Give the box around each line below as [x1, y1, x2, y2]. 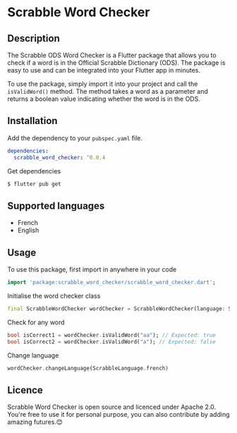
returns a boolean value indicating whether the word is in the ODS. [7, 94, 201, 103]
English [17, 226, 39, 235]
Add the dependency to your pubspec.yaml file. [7, 133, 143, 142]
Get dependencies [7, 166, 61, 175]
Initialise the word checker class [7, 291, 101, 300]
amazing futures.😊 [7, 417, 63, 427]
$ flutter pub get [7, 181, 61, 188]
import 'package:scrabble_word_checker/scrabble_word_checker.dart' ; [7, 279, 217, 286]
